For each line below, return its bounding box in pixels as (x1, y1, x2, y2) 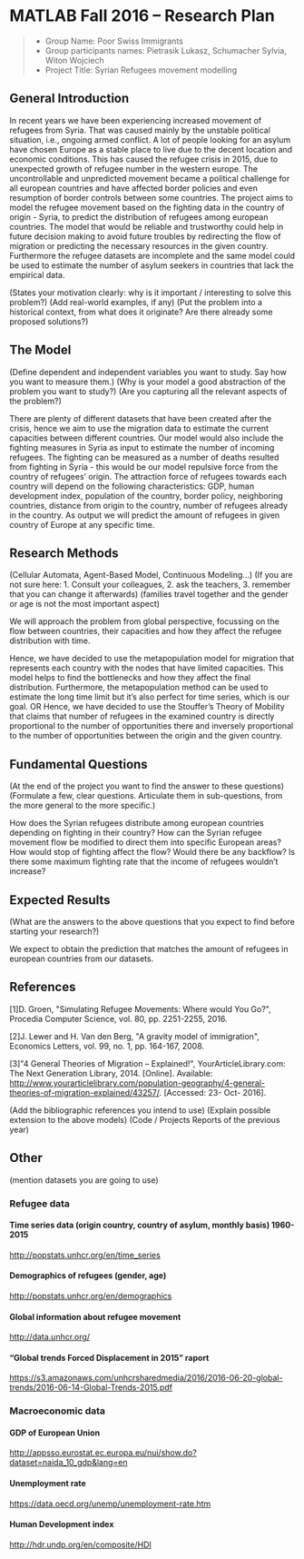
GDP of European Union (9, 1427, 101, 1438)
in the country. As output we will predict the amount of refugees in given (9, 510, 280, 521)
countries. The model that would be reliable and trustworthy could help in (9, 221, 284, 232)
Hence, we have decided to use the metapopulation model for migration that (9, 653, 295, 664)
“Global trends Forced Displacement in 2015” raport (9, 1352, 210, 1363)
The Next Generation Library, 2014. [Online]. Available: (9, 1067, 213, 1078)
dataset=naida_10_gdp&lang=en (9, 1457, 128, 1468)
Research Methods (9, 545, 119, 561)
